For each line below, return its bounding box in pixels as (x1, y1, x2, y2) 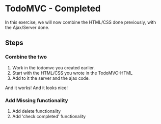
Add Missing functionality (5, 97, 68, 104)
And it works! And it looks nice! (5, 85, 68, 91)
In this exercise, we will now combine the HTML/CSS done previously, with (5, 19, 156, 25)
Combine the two (5, 54, 47, 61)
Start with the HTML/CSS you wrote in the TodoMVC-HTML (12, 70, 133, 76)
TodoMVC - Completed (5, 3, 101, 14)
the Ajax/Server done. (5, 24, 50, 30)
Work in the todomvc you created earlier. (12, 64, 95, 70)
